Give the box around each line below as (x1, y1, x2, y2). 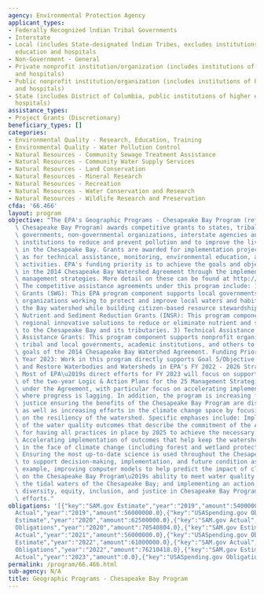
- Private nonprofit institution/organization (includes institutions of (8, 63, 255, 71)
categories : (8, 128, 47, 136)
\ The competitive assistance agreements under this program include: (15, 283, 251, 290)
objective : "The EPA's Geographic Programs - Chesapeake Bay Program (8, 216, 241, 224)
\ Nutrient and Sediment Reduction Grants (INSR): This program (15, 312, 230, 320)
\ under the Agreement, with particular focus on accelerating (15, 385, 226, 393)
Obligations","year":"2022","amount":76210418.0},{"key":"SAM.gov (15, 545, 237, 553)
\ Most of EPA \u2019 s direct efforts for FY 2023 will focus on (15, 370, 230, 378)
